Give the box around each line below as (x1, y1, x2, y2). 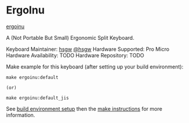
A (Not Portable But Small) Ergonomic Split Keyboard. (6, 34, 135, 41)
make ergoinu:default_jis (6, 95, 69, 101)
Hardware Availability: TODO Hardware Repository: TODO (6, 52, 145, 59)
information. (6, 111, 36, 118)
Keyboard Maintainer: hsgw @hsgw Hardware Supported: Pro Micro (6, 45, 170, 53)
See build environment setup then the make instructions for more (6, 105, 162, 112)
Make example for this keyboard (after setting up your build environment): (6, 63, 184, 70)
